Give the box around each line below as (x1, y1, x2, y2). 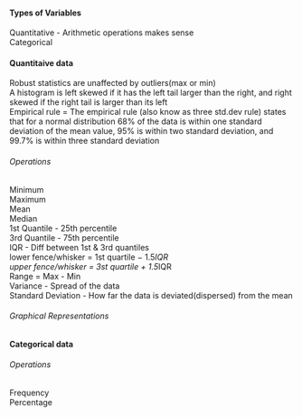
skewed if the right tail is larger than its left (9, 97, 168, 108)
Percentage (9, 397, 52, 408)
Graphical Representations (9, 310, 109, 321)
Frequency (9, 387, 50, 398)
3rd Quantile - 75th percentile (9, 232, 119, 243)
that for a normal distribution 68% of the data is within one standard (9, 116, 262, 127)
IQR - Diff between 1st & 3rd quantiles (9, 242, 149, 252)
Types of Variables (9, 7, 81, 18)
